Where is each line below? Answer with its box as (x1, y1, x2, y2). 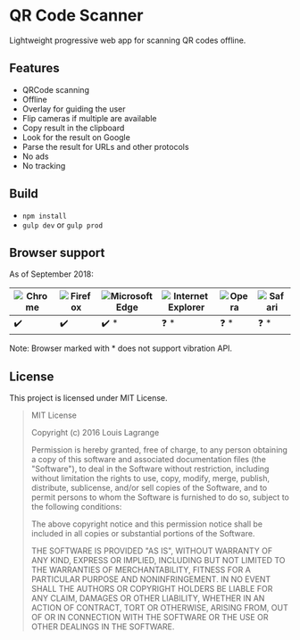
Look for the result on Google (21, 131, 131, 143)
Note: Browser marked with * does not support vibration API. (9, 343, 233, 353)
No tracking (21, 160, 66, 170)
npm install (21, 212, 67, 220)
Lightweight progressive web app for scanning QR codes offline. (9, 35, 246, 46)
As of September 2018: (9, 269, 94, 279)
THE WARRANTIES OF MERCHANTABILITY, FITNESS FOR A (30, 564, 252, 576)
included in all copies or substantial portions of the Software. (30, 528, 255, 539)
